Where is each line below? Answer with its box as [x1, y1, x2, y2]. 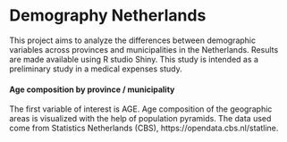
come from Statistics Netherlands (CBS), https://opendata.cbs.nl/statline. [9, 122, 279, 134]
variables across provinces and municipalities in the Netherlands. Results [9, 44, 279, 54]
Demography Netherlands [9, 5, 207, 26]
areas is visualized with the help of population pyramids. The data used [9, 113, 272, 124]
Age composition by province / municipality [9, 84, 175, 95]
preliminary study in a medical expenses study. [9, 63, 182, 74]
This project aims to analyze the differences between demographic [9, 35, 257, 46]
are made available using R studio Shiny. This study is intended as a [9, 54, 259, 64]
